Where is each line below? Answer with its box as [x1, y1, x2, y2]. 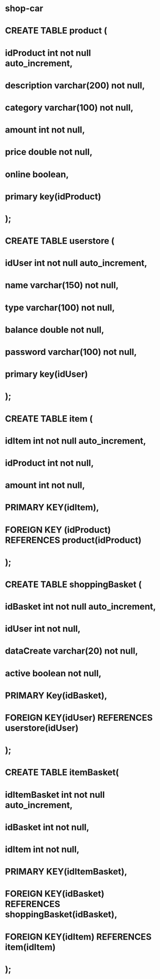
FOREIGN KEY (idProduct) [5, 524, 111, 535]
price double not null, [5, 147, 93, 158]
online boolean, [5, 169, 69, 180]
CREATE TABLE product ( [5, 25, 108, 36]
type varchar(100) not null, [5, 302, 115, 313]
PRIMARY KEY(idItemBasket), [5, 866, 128, 877]
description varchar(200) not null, [5, 80, 145, 91]
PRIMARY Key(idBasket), [5, 690, 108, 701]
